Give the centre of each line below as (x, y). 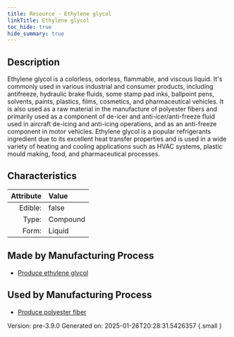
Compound (67, 219)
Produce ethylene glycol (53, 273)
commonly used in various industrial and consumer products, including (110, 87)
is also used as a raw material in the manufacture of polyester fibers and (112, 109)
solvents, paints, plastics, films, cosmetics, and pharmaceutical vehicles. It (116, 102)
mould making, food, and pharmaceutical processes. (84, 154)
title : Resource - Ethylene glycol (60, 14)
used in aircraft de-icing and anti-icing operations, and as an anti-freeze (112, 124)
